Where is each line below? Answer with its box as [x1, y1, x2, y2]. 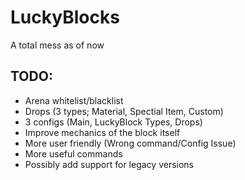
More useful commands [24, 147, 123, 160]
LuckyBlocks [10, 6, 120, 29]
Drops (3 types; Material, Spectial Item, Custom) [24, 105, 224, 117]
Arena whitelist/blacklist [24, 94, 124, 106]
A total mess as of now [10, 39, 105, 51]
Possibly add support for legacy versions [24, 158, 194, 170]
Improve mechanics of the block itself [24, 126, 181, 138]
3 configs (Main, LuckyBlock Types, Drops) [24, 116, 203, 128]
